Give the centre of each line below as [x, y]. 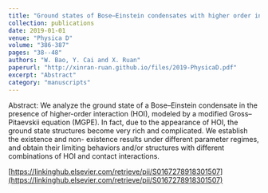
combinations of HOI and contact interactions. [84, 156]
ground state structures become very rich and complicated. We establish [128, 130]
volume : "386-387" [39, 45]
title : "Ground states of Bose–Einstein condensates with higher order [130, 16]
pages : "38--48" [35, 53]
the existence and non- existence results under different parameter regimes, [134, 139]
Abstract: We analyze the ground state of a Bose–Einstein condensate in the [133, 105]
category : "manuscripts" [49, 82]
